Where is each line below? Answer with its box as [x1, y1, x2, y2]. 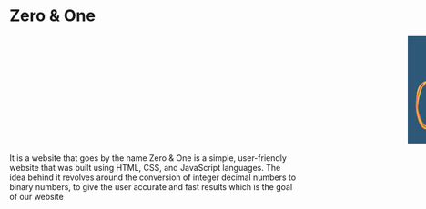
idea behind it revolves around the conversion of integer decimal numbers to [9, 172, 297, 183]
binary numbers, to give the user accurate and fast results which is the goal [9, 181, 293, 192]
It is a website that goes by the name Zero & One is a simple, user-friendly [9, 152, 287, 164]
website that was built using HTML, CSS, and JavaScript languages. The [9, 162, 281, 173]
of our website [9, 191, 64, 202]
